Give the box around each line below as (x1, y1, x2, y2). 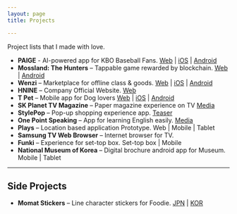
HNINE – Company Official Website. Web (17, 86, 136, 94)
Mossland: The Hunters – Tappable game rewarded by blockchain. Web (17, 63, 228, 72)
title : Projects (7, 17, 55, 24)
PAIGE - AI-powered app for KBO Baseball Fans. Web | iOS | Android (17, 56, 217, 64)
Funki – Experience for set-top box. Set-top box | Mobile (17, 138, 182, 146)
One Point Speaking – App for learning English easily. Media (17, 115, 193, 124)
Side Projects (7, 180, 67, 192)
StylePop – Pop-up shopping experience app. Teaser (17, 108, 173, 117)
